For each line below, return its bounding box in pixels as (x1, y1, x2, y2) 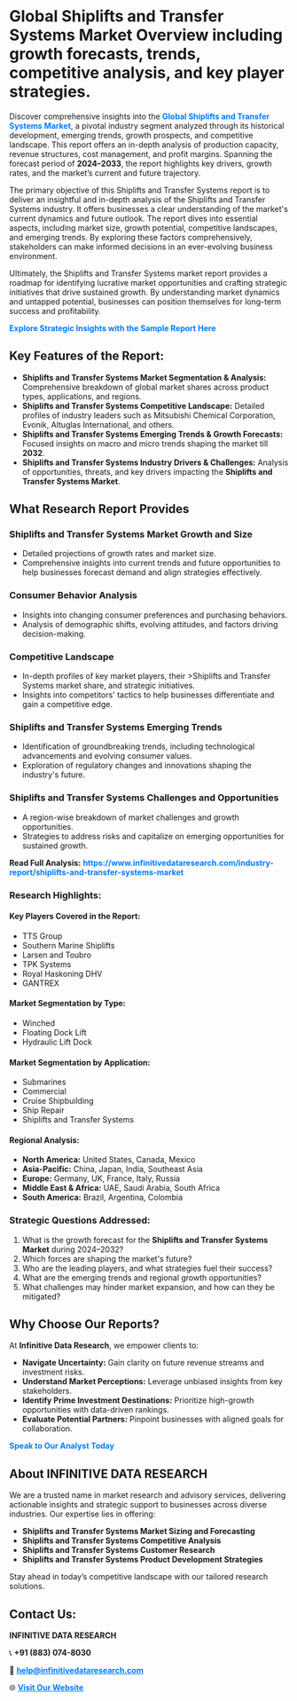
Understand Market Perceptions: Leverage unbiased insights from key (21, 1376, 283, 1387)
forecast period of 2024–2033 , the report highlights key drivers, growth (9, 158, 272, 169)
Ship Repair (21, 1105, 65, 1115)
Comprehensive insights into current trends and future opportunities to (21, 557, 281, 569)
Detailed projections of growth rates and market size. (21, 548, 216, 559)
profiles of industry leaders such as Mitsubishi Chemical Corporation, (21, 410, 277, 421)
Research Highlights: (9, 889, 102, 902)
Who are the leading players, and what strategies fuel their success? (21, 1263, 273, 1273)
